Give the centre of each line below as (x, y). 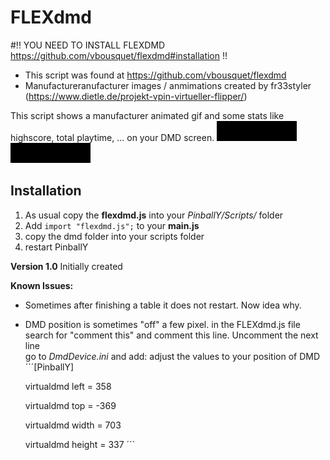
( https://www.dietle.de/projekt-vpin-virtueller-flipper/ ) (136, 96)
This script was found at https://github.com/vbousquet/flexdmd (155, 75)
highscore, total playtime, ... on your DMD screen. (112, 137)
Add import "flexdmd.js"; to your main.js (112, 225)
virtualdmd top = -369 (70, 405)
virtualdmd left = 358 (68, 386)
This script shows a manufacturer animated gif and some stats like (147, 115)
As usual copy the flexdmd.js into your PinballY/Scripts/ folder (154, 215)
